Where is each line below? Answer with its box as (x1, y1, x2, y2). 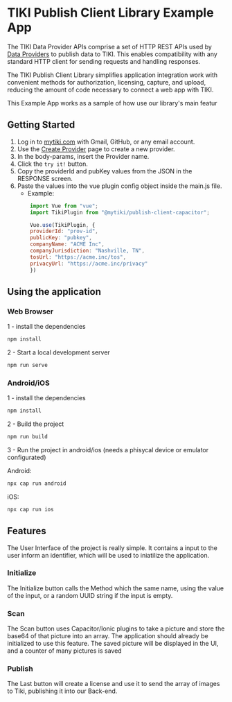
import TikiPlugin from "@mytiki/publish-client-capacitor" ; (30, 209, 210, 216)
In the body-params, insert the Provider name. (17, 152, 150, 160)
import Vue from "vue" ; (30, 203, 98, 209)
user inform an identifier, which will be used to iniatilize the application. (7, 551, 210, 559)
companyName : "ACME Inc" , (30, 241, 105, 248)
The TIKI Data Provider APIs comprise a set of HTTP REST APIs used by (7, 42, 213, 51)
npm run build (7, 434, 48, 440)
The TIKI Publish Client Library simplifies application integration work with (7, 71, 218, 79)
